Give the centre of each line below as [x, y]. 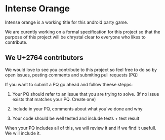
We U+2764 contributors [44, 58]
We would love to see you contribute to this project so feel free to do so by [81, 70]
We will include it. [23, 133]
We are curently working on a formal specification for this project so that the [83, 32]
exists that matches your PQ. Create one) [54, 99]
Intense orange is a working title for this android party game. [67, 22]
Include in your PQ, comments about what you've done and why [77, 108]
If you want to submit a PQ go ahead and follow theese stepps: [69, 84]
